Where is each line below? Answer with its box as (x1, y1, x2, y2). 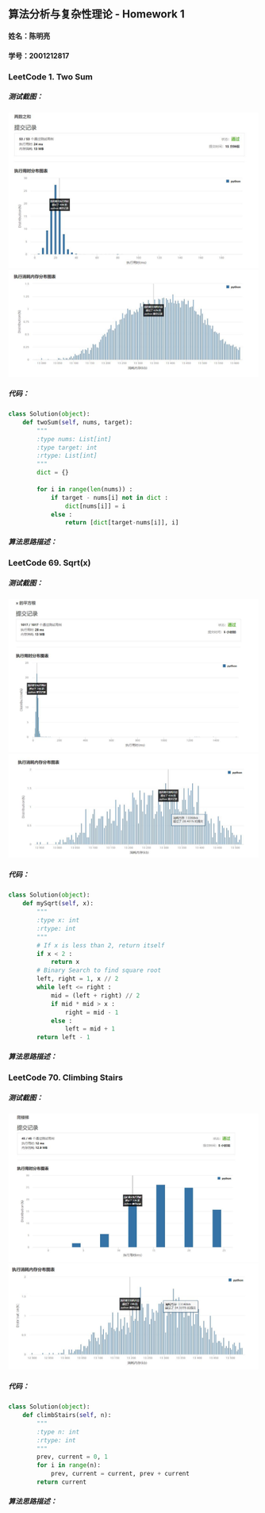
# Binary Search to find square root (36, 966, 161, 974)
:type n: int (36, 1427, 80, 1436)
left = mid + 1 (64, 1025, 115, 1033)
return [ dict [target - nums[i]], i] (64, 519, 179, 527)
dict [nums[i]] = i (64, 502, 126, 510)
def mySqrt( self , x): (22, 900, 94, 908)
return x (50, 958, 80, 966)
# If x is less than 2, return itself (36, 941, 165, 950)
